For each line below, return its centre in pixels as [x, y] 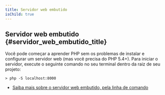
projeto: [13, 69]
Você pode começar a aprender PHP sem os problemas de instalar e [75, 54]
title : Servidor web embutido [36, 10]
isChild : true [20, 14]
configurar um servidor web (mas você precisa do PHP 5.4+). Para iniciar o [82, 59]
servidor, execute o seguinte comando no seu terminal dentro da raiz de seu [83, 64]
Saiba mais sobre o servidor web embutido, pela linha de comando [80, 88]
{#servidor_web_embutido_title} [56, 42]
